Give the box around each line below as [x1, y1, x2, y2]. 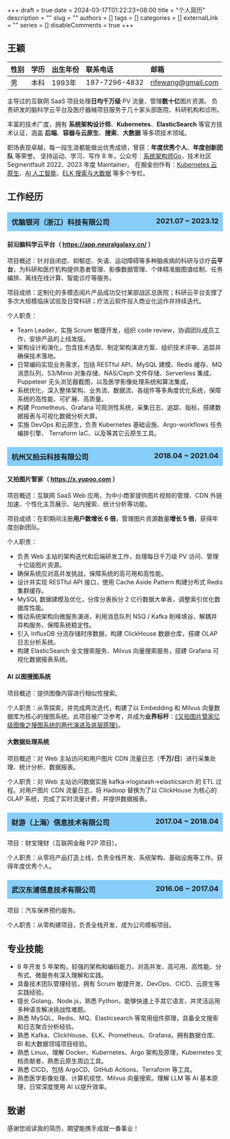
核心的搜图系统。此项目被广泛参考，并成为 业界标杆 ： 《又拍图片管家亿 [25, 712, 220, 720]
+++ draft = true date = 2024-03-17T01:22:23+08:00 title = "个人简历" [7, 6, 206, 14]
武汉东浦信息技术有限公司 [11, 885, 96, 895]
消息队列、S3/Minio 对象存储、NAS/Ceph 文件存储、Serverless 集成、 [16, 369, 216, 378]
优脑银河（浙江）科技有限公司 [11, 218, 110, 227]
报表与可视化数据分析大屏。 [23, 412, 101, 420]
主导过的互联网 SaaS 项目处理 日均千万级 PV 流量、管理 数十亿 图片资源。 [7, 97, 211, 105]
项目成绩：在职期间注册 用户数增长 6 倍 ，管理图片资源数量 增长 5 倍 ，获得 [7, 514, 213, 523]
